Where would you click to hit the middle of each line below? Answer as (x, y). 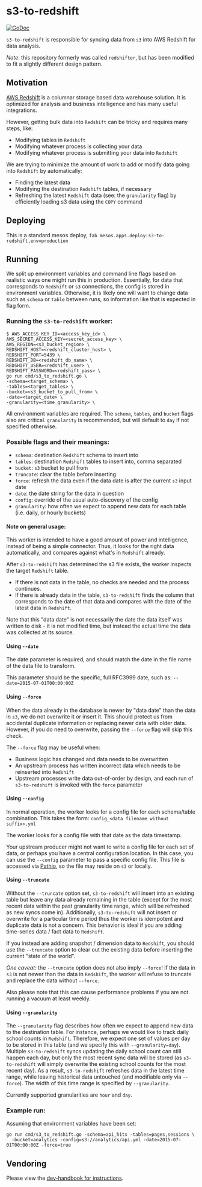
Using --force (24, 696)
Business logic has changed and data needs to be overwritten (91, 759)
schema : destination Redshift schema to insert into (77, 455)
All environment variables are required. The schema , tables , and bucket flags (100, 413)
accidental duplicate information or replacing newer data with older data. (96, 723)
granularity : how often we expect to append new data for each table (100, 506)
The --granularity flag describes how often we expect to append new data (100, 1026)
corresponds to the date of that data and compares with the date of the (103, 602)
